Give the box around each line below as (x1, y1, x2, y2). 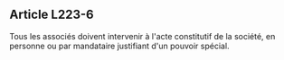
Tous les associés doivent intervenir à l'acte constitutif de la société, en (9, 30, 276, 41)
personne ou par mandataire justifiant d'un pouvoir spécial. (9, 40, 230, 51)
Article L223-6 (9, 7, 94, 22)
